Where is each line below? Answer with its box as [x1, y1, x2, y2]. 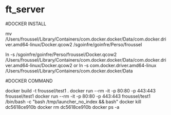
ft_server [5, 4, 45, 15]
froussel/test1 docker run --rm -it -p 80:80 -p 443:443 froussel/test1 [5, 93, 150, 99]
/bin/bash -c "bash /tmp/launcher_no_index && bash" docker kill [5, 99, 141, 105]
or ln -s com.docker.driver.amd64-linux [73, 62, 157, 68]
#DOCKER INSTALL [5, 21, 47, 27]
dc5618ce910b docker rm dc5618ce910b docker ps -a [5, 104, 120, 110]
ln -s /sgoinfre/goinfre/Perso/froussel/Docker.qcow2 [5, 51, 117, 57]
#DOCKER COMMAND [5, 78, 53, 84]
